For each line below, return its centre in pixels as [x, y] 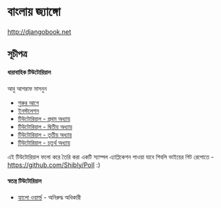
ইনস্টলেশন [28, 111]
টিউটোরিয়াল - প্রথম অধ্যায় [44, 119]
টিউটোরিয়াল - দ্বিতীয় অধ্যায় [45, 126]
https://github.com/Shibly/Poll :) [54, 165]
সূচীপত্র [17, 54]
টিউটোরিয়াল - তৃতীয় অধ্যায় [45, 134]
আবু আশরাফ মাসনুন [27, 88]
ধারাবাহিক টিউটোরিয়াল [29, 72]
